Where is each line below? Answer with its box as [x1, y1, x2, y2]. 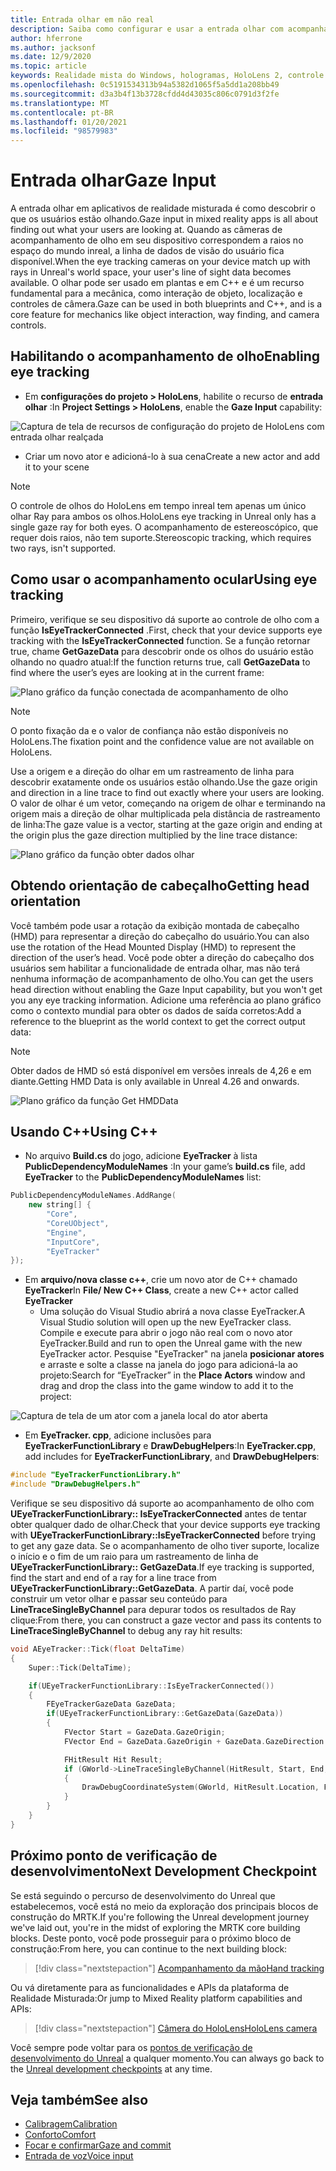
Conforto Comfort [24, 2129, 97, 2141]
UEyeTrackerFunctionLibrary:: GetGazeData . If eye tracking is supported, [10, 1561, 315, 1573]
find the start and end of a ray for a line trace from [10, 1572, 217, 1584]
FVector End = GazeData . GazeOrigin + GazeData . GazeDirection [63, 1736, 325, 1746]
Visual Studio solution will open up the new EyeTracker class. [39, 1316, 292, 1328]
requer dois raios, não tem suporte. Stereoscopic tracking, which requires [10, 531, 312, 543]
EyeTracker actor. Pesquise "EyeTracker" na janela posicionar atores [39, 1348, 325, 1360]
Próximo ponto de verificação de [10, 1847, 218, 1865]
